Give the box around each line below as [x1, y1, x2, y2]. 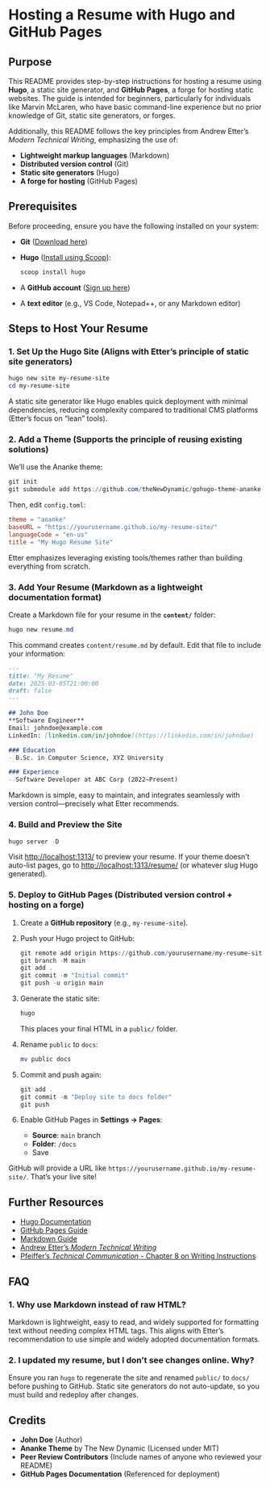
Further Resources [8, 1195, 104, 1209]
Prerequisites [8, 200, 77, 213]
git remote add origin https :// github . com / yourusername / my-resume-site [19, 949, 266, 957]
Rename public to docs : [19, 1040, 98, 1049]
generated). [8, 869, 48, 879]
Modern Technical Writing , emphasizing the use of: [8, 135, 179, 145]
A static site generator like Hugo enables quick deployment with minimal [8, 397, 248, 406]
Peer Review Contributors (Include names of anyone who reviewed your [19, 1452, 262, 1462]
